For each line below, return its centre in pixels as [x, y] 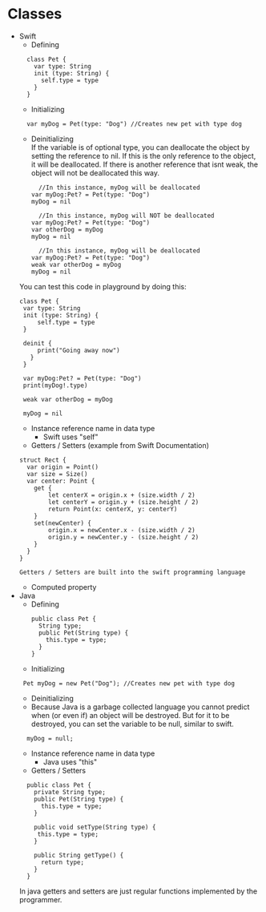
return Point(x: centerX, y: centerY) [113, 509]
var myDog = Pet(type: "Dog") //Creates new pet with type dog [134, 124]
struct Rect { [42, 460]
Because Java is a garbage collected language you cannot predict [140, 707]
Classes [35, 14]
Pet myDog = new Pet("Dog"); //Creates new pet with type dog [129, 683]
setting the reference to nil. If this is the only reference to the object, [143, 155]
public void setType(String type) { [95, 827]
